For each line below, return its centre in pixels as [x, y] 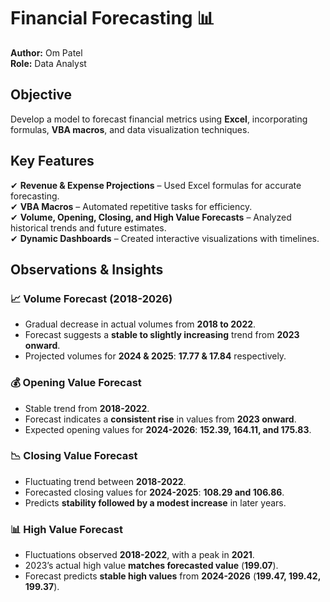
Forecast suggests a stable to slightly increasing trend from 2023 [162, 335]
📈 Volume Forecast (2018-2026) [91, 298]
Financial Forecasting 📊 [112, 18]
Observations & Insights [87, 269]
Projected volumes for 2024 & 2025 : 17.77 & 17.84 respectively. [155, 356]
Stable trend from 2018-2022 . [87, 408]
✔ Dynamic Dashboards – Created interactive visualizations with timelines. [165, 238]
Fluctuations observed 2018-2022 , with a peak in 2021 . [139, 555]
